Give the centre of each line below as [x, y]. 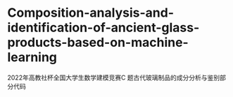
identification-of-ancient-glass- [103, 28]
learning [32, 58]
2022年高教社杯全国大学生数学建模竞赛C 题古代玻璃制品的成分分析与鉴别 [114, 77]
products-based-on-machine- [98, 43]
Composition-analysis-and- [91, 13]
